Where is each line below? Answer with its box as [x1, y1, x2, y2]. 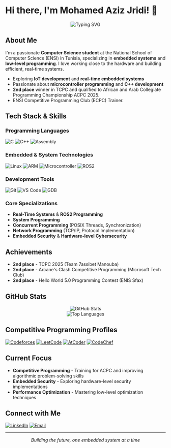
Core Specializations [5, 200, 58, 207]
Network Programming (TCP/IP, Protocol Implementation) [12, 228, 135, 234]
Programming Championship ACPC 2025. [12, 91, 100, 98]
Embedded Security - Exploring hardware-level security [12, 378, 131, 384]
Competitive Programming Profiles [5, 326, 118, 334]
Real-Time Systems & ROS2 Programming [12, 211, 103, 217]
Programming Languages [5, 127, 70, 134]
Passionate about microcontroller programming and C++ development [12, 81, 164, 87]
